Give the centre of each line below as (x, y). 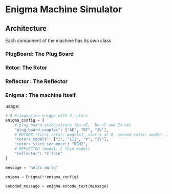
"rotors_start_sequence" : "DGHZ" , (51, 144)
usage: (13, 106)
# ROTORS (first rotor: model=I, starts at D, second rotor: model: (89, 135)
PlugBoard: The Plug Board (40, 54)
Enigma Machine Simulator (64, 9)
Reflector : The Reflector (37, 81)
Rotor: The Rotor (26, 68)
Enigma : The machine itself (40, 95)
